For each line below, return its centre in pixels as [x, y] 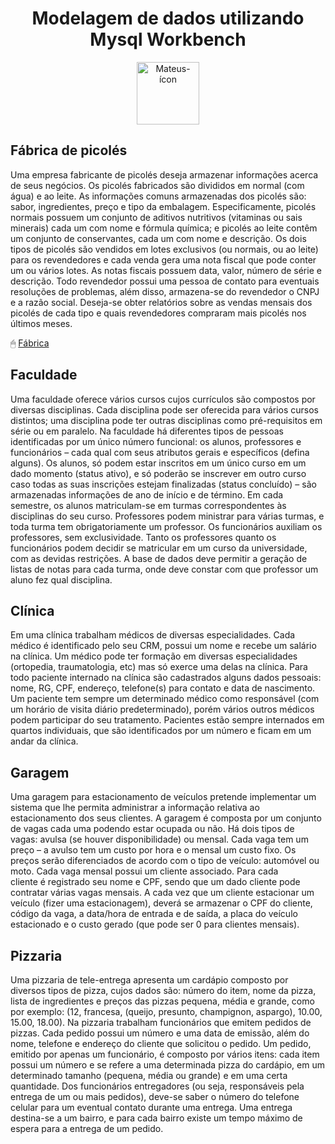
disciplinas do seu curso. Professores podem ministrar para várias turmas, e [167, 516]
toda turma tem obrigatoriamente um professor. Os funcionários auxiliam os [166, 526]
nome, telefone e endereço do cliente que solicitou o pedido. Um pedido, [161, 1043]
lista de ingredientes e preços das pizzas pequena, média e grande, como [162, 1001]
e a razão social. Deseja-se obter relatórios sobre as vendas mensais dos [161, 302]
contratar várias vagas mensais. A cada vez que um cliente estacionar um [162, 893]
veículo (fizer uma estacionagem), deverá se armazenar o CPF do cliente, [161, 903]
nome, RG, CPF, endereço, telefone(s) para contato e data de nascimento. [163, 688]
